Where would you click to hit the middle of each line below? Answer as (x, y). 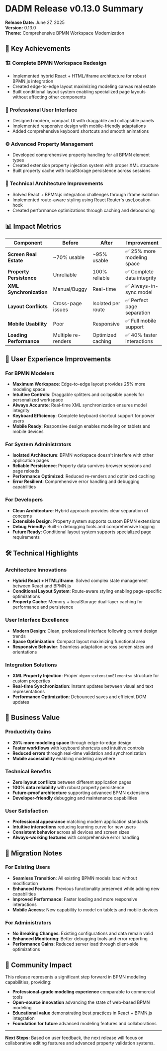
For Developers (24, 500)
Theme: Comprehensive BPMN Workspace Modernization (65, 33)
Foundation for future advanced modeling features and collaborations (84, 1023)
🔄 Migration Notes (34, 853)
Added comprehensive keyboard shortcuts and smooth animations (81, 131)
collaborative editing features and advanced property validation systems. (80, 1043)
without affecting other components (49, 97)
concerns (22, 516)
